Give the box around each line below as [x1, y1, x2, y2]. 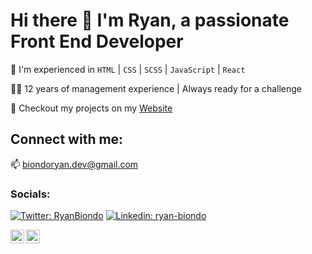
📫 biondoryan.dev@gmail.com [10, 158, 139, 170]
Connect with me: [10, 131, 124, 148]
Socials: [10, 187, 51, 201]
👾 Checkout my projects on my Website [10, 102, 173, 114]
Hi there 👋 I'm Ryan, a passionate [10, 9, 290, 32]
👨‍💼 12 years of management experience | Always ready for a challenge [10, 82, 302, 94]
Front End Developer [10, 30, 184, 53]
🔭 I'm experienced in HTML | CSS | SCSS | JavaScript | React [10, 63, 246, 75]
